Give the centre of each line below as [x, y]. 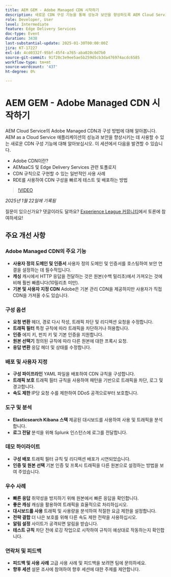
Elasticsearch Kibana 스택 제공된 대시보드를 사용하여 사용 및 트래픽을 [83, 419]
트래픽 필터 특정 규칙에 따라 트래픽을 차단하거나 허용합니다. [71, 328]
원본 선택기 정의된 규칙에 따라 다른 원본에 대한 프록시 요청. [70, 341]
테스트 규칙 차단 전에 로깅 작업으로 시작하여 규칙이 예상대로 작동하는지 [82, 530]
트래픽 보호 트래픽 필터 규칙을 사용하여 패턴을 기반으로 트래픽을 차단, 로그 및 [88, 380]
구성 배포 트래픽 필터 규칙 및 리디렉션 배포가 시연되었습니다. [72, 459]
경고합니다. [24, 387]
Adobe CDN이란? [30, 161]
